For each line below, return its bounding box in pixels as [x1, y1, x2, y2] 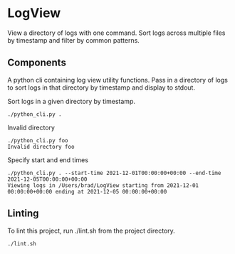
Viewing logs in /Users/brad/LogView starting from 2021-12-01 [7, 181, 199, 189]
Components [7, 57, 66, 69]
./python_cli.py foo [7, 137, 69, 144]
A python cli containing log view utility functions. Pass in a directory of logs [7, 75, 228, 84]
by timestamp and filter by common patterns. [7, 36, 140, 44]
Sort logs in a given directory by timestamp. [7, 97, 135, 105]
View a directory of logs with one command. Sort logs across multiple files [7, 28, 226, 37]
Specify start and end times [7, 155, 89, 164]
